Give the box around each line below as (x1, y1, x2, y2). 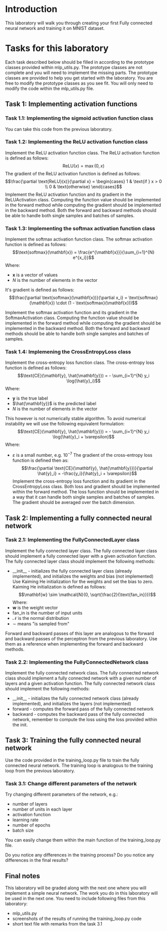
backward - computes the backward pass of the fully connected (12, 711, 144, 717)
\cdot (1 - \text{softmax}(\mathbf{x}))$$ (56, 300, 138, 306)
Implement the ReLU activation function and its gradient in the (5, 191, 132, 197)
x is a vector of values (12, 272, 58, 278)
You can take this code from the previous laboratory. (5, 126, 113, 132)
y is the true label (12, 395, 48, 401)
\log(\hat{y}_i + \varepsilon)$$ (52, 434, 115, 440)
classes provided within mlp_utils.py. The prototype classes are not (5, 64, 143, 70)
